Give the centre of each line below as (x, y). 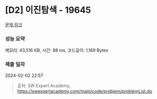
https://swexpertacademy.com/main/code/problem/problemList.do (85, 91)
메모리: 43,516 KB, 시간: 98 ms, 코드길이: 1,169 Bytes (57, 50)
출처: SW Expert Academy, (44, 85)
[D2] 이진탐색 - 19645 (48, 10)
